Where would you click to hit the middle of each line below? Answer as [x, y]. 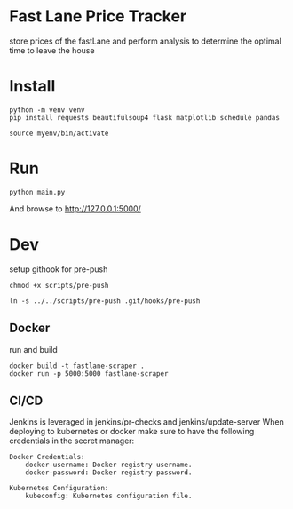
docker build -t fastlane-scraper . [77, 366]
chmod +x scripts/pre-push [59, 285]
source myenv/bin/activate [59, 133]
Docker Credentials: [48, 457]
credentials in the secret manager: [72, 441]
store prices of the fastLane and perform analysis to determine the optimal [145, 41]
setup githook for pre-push [59, 269]
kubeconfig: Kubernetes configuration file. [109, 496]
